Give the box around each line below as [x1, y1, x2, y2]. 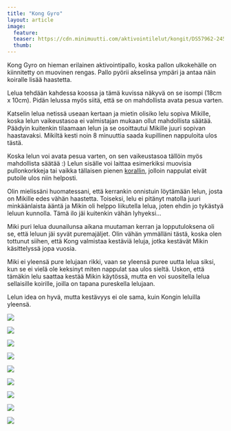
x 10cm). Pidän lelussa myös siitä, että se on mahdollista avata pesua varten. [7, 96, 223, 104]
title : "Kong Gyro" [7, 10, 63, 17]
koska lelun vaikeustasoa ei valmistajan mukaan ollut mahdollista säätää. [7, 117, 213, 124]
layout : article [7, 16, 54, 23]
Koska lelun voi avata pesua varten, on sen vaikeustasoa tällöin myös [7, 152, 203, 160]
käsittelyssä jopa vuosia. [7, 245, 77, 252]
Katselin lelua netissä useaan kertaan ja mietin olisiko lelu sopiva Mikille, [7, 109, 211, 118]
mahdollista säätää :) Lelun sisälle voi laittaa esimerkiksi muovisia [7, 159, 192, 167]
